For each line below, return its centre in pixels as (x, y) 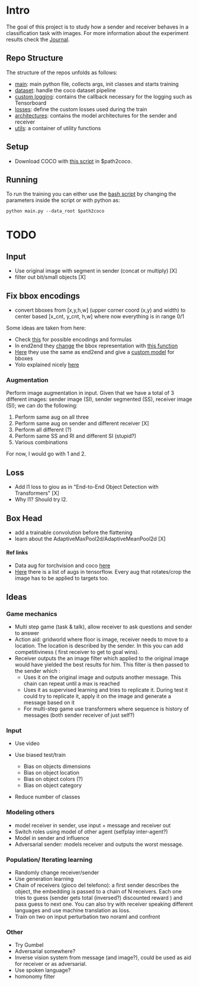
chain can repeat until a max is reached (72, 683)
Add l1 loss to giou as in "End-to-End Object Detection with (86, 487)
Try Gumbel (29, 945)
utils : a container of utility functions (58, 128)
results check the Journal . (38, 39)
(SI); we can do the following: (42, 406)
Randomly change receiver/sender (57, 872)
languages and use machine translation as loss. (73, 910)
